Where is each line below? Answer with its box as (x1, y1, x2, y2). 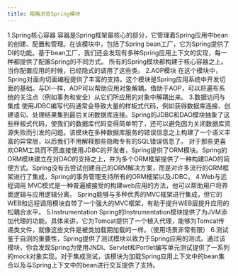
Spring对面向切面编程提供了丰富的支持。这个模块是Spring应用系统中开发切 (7, 75, 226, 84)
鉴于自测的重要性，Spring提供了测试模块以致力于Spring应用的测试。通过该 (7, 234, 226, 243)
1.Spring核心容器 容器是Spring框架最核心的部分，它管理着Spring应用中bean (7, 30, 229, 39)
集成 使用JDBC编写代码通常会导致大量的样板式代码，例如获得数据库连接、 (7, 101, 225, 110)
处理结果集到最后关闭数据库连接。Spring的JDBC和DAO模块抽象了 (31, 110, 225, 119)
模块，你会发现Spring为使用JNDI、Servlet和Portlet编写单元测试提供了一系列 (7, 243, 230, 251)
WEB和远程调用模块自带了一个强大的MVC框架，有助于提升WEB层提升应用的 (7, 199, 229, 207)
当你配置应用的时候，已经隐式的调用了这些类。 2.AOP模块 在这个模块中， (7, 66, 222, 74)
